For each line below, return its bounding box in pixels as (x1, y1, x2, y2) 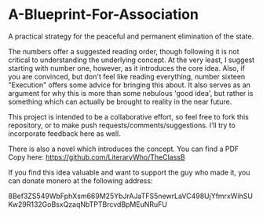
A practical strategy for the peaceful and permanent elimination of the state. (8, 31, 254, 41)
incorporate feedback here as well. (8, 128, 121, 138)
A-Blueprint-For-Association (8, 6, 199, 24)
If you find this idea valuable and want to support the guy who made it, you (8, 167, 250, 177)
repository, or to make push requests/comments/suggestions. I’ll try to (8, 120, 236, 130)
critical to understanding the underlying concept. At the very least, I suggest (8, 55, 255, 64)
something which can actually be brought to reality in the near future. (8, 97, 232, 106)
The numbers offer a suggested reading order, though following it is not (8, 46, 239, 56)
